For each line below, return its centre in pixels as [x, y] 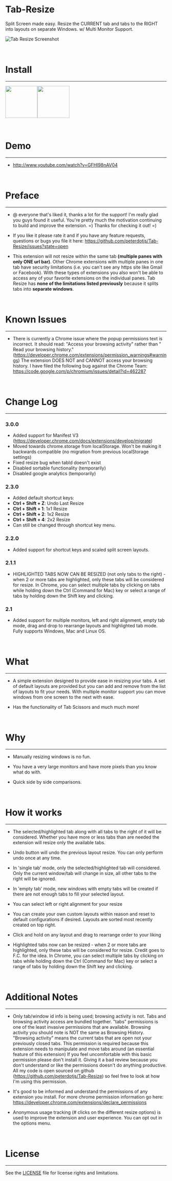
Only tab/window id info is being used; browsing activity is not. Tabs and [89, 1016]
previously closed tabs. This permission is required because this [80, 1043]
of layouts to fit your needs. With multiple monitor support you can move [89, 692]
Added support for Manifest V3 [46, 435]
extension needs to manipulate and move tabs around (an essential [83, 1049]
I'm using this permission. [40, 1081]
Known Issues [36, 319]
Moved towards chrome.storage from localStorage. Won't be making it [87, 446]
